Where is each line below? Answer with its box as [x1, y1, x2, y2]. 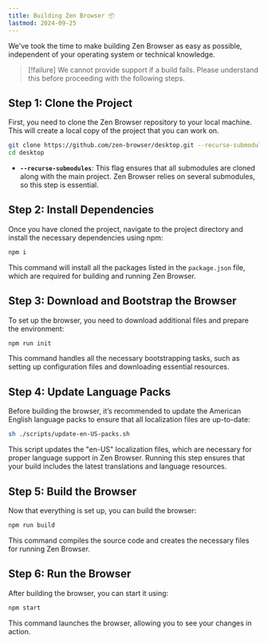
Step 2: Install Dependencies [8, 203, 154, 217]
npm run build [8, 521, 56, 529]
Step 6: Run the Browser [8, 567, 132, 581]
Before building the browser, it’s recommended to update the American [8, 406, 242, 416]
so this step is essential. [19, 180, 99, 190]
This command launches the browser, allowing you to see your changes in [8, 618, 252, 628]
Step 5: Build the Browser [8, 484, 137, 498]
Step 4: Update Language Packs [8, 385, 171, 398]
